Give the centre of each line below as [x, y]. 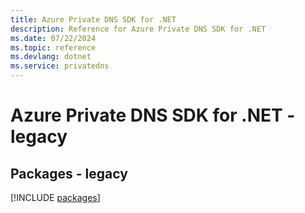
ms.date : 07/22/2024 [53, 38]
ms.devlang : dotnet [51, 57]
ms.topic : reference [53, 47]
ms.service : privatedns [60, 66]
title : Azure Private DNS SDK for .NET [93, 19]
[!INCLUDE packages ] [55, 197]
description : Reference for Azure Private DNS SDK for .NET [138, 29]
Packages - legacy [69, 173]
